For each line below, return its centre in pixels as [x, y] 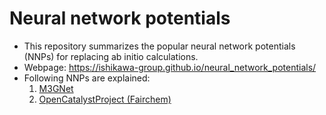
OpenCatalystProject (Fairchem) [105, 99]
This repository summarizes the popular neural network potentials [159, 46]
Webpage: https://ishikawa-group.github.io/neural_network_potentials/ [170, 67]
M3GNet [56, 88]
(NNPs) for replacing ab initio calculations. [111, 56]
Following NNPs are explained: [87, 78]
